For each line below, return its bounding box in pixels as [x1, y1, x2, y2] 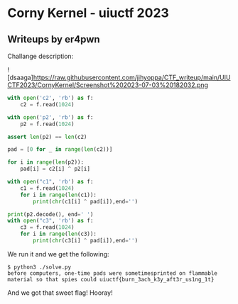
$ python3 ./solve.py [7, 264, 72, 271]
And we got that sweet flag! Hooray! [7, 288, 113, 297]
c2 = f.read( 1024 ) [20, 101, 75, 108]
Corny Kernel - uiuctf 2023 [7, 5, 169, 21]
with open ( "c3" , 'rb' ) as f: [7, 218, 94, 225]
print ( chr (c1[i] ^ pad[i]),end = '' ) [33, 198, 139, 205]
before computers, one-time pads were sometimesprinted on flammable [7, 269, 218, 277]
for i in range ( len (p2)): [7, 159, 84, 166]
